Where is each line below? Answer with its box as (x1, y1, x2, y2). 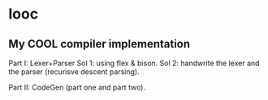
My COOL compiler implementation (8, 37, 191, 51)
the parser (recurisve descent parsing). (8, 67, 140, 77)
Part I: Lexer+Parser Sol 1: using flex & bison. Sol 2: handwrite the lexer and (8, 58, 260, 68)
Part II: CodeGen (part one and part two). (8, 82, 146, 92)
